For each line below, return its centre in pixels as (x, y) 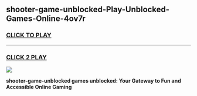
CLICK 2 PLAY (26, 57)
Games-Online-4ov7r (46, 19)
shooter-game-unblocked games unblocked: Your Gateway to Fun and (94, 80)
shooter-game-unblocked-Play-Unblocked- (88, 10)
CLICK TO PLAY (29, 35)
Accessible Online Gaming (39, 87)
